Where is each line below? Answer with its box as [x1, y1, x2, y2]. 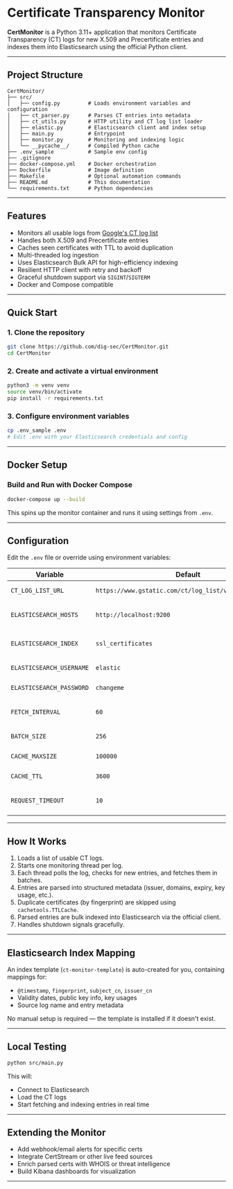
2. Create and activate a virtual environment [7, 366, 159, 376]
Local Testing [7, 1041, 67, 1053]
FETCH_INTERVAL [10, 708, 61, 716]
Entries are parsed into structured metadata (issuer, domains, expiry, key [17, 884, 225, 892]
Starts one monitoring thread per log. [17, 861, 123, 870]
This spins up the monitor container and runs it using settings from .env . [7, 508, 214, 516]
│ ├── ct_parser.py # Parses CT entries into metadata [7, 112, 191, 119]
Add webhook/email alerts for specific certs [17, 1145, 143, 1154]
